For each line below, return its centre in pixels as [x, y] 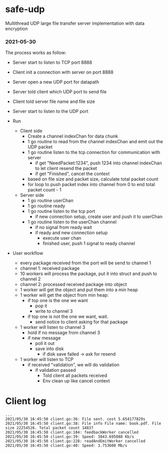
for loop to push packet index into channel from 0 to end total [91, 185]
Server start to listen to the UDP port [50, 111]
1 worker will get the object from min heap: [64, 295]
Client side [31, 131]
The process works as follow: [36, 53]
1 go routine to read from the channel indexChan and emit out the [95, 142]
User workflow [28, 253]
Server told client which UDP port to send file [60, 92]
